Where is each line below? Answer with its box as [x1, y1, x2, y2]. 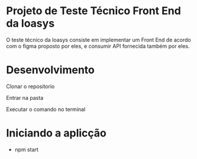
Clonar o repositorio [6, 83, 55, 90]
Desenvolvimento [6, 63, 95, 77]
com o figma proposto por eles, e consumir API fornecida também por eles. [6, 43, 190, 50]
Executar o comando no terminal [6, 105, 86, 113]
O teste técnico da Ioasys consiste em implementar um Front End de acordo [6, 36, 191, 43]
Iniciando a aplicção [6, 126, 106, 140]
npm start [14, 146, 38, 153]
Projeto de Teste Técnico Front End [6, 4, 182, 18]
